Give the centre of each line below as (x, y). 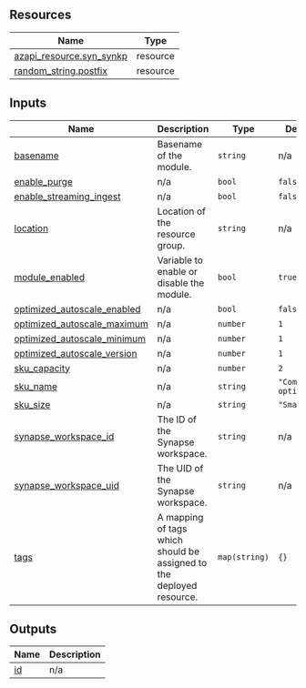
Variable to (180, 260)
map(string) (243, 557)
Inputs (28, 103)
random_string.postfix (61, 70)
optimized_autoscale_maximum (81, 324)
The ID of (177, 420)
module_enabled (49, 277)
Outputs (33, 629)
